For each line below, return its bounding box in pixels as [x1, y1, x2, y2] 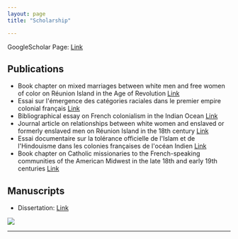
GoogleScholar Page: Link [7, 42, 84, 51]
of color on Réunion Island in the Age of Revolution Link [17, 89, 180, 98]
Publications [7, 63, 64, 75]
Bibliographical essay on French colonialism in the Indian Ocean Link [17, 112, 218, 120]
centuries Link [17, 164, 59, 173]
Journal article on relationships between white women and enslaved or [17, 119, 225, 128]
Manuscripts [7, 185, 65, 197]
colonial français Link [17, 104, 80, 113]
